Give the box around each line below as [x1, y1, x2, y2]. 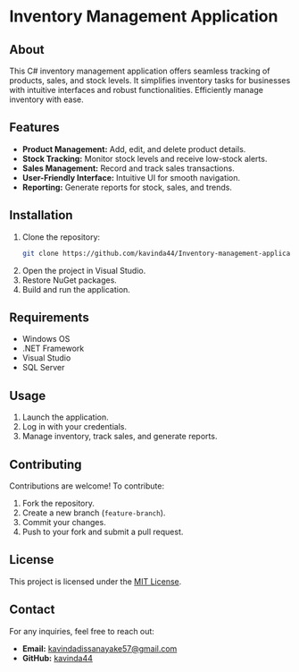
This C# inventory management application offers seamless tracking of [9, 65, 270, 76]
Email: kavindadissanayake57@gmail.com [21, 642, 178, 654]
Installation [9, 208, 73, 223]
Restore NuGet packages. [21, 275, 118, 285]
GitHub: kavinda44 [21, 652, 94, 663]
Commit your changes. [21, 516, 106, 527]
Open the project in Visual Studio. [21, 265, 146, 276]
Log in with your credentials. [21, 421, 128, 432]
